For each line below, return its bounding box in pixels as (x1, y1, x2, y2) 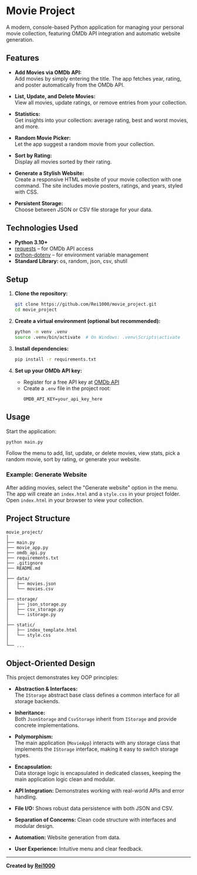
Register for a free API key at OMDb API (23, 378, 120, 385)
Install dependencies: (14, 345, 69, 352)
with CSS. (14, 188, 39, 195)
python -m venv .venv (14, 329, 67, 335)
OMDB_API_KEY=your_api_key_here (23, 396, 103, 402)
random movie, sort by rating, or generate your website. (6, 456, 141, 463)
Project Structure (6, 514, 70, 524)
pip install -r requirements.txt (14, 356, 97, 362)
